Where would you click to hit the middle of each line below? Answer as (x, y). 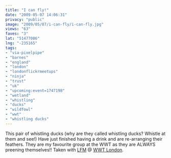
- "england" (18, 62)
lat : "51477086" (22, 39)
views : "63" (18, 29)
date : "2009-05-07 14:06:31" (36, 15)
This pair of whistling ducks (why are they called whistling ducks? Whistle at (86, 134)
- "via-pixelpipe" (25, 52)
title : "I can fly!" (27, 10)
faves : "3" (17, 34)
